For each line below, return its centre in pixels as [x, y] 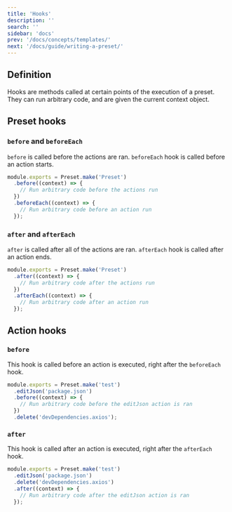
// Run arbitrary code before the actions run [89, 190]
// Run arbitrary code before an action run [86, 209]
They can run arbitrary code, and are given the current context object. [109, 99]
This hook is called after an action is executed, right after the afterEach [110, 449]
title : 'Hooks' [29, 14]
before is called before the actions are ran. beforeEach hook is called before [116, 157]
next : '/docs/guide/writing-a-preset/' [66, 46]
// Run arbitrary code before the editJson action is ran [106, 405]
